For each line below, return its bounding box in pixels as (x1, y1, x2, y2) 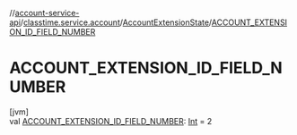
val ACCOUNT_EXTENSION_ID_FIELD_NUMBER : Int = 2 (9, 115, 213, 126)
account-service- (14, 8, 80, 18)
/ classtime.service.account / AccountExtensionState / (20, 17, 213, 28)
